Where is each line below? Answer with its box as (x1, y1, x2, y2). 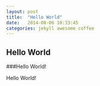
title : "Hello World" (6, 14, 62, 20)
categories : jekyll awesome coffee (6, 25, 95, 31)
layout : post (6, 8, 39, 15)
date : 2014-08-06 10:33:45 (6, 20, 79, 26)
